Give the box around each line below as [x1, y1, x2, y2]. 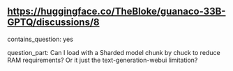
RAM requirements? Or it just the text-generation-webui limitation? [7, 56, 198, 64]
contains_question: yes [7, 35, 73, 43]
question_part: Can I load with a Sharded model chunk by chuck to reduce [7, 48, 221, 56]
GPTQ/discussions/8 [7, 17, 100, 29]
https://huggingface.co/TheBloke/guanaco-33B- [7, 6, 226, 17]
